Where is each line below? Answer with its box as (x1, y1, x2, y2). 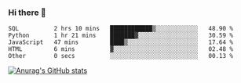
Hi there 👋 (8, 7, 47, 18)
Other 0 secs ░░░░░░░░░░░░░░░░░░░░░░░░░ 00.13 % (8, 52, 234, 60)
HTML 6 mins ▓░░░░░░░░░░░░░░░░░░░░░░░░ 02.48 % (8, 45, 234, 53)
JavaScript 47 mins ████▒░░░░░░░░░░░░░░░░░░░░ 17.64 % (8, 38, 234, 46)
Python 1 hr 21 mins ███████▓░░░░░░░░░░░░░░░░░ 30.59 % (8, 31, 234, 40)
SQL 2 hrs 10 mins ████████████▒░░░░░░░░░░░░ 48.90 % (8, 25, 234, 33)
